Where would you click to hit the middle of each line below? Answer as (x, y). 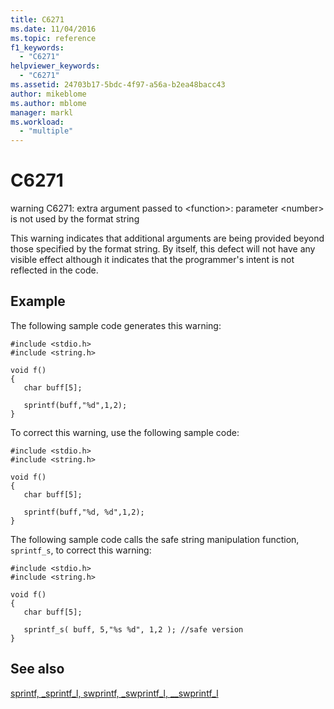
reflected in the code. (54, 270)
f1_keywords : (37, 47)
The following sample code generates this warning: (116, 325)
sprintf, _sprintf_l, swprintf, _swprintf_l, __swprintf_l (114, 693)
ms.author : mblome (48, 103)
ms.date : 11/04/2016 (53, 29)
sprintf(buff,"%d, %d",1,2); (84, 512)
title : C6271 (37, 19)
